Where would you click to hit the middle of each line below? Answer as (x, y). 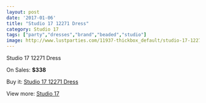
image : (15, 40)
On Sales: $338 (26, 70)
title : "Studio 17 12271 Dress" (48, 23)
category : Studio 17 (33, 29)
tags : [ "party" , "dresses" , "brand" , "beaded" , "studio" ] (77, 35)
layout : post (23, 12)
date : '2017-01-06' (31, 18)
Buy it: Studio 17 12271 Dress (42, 82)
